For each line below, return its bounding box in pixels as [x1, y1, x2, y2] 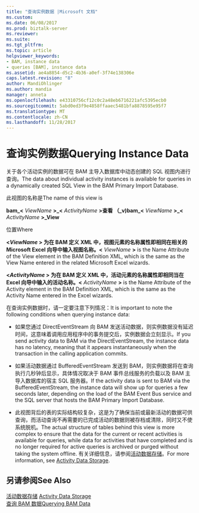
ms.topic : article [6, 48, 52, 54]
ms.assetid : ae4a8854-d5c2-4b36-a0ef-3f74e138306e [6, 70, 135, 76]
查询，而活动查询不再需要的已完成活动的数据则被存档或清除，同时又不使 [14, 416, 192, 424]
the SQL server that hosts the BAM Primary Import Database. [14, 397, 165, 404]
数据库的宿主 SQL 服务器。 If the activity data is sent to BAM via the [25, 377, 191, 384]
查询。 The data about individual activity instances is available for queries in [6, 175, 191, 182]
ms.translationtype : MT [6, 108, 66, 114]
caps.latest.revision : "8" [6, 75, 73, 81]
